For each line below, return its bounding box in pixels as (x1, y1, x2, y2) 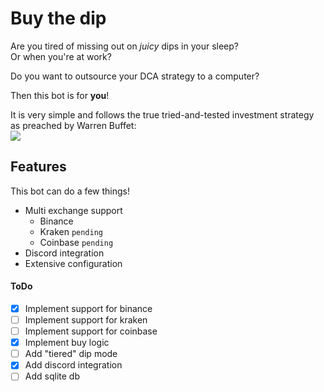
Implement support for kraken (24, 314, 148, 326)
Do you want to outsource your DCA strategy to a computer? (10, 70, 260, 82)
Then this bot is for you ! (10, 89, 110, 101)
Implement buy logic (24, 337, 110, 349)
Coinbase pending (39, 236, 114, 248)
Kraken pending (39, 225, 103, 237)
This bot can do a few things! (10, 185, 131, 197)
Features (10, 158, 67, 176)
